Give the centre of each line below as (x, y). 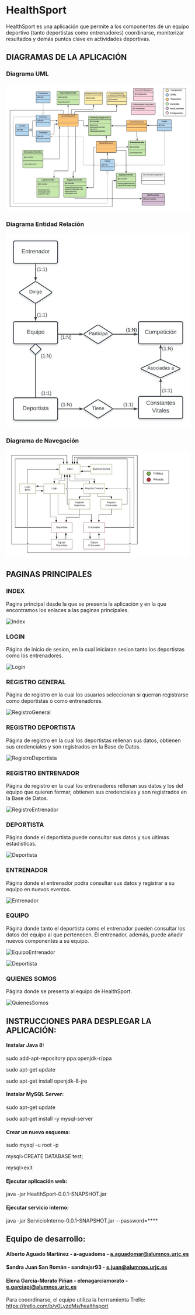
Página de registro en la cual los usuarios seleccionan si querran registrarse (97, 695)
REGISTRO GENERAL (36, 682)
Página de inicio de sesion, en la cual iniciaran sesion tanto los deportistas (95, 650)
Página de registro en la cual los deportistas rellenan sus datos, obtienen (93, 740)
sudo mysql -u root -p (32, 1145)
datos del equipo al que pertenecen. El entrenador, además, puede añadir (95, 935)
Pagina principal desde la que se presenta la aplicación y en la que (86, 604)
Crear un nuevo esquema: (38, 1132)
